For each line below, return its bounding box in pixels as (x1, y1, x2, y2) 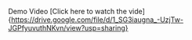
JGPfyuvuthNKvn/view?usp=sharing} (8, 24, 129, 32)
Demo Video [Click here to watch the (8, 7, 128, 16)
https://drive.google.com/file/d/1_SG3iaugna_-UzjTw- (10, 15, 184, 24)
